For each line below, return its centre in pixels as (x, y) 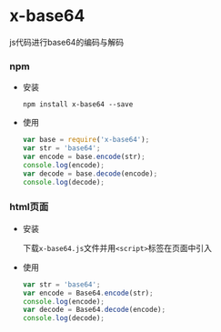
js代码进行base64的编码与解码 (67, 42)
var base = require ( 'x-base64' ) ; (86, 140)
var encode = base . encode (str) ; (84, 156)
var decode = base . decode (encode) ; (90, 174)
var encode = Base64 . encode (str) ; (88, 293)
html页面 (29, 207)
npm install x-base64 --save (78, 105)
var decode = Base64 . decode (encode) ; (94, 310)
